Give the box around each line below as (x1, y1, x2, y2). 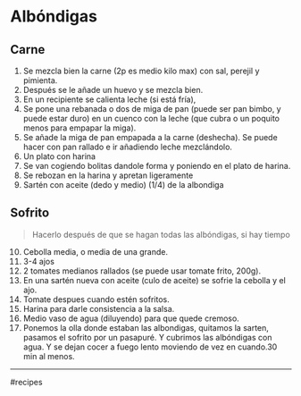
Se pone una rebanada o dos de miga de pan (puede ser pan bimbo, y (22, 104, 281, 114)
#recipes (10, 376, 43, 387)
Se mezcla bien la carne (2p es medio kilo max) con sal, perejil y (22, 65, 260, 76)
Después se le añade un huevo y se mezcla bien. (22, 85, 204, 95)
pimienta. (22, 75, 58, 86)
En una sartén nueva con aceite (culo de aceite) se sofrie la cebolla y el (22, 274, 287, 285)
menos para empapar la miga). (22, 122, 137, 133)
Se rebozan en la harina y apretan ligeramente (22, 170, 194, 181)
